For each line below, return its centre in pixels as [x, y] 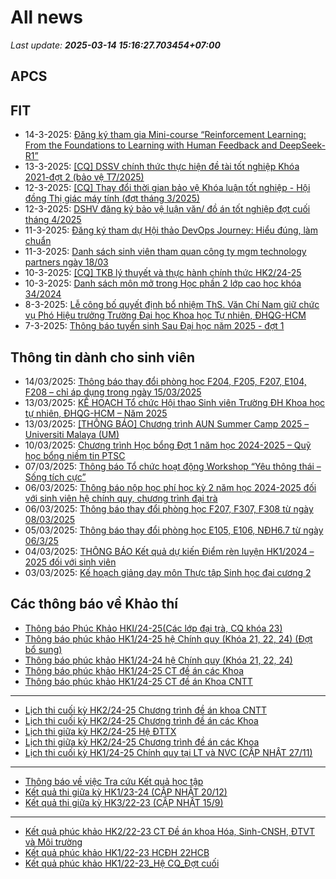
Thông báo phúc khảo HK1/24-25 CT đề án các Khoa [134, 670]
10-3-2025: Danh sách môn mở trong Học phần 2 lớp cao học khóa [163, 283]
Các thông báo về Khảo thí [94, 604]
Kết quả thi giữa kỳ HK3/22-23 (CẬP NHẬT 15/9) [124, 802]
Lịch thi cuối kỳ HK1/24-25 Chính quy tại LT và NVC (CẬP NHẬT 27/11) [168, 752]
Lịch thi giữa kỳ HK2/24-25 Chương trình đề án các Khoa [142, 742]
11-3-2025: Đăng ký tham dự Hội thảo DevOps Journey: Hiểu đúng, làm [171, 230]
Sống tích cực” [55, 477]
